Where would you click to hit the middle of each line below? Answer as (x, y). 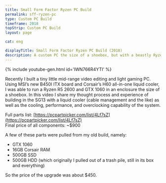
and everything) (28, 165)
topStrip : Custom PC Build (33, 28)
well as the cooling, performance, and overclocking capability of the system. (83, 105)
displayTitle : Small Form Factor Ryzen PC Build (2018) (64, 50)
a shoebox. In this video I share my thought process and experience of (77, 94)
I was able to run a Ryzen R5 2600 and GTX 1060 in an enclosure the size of (83, 89)
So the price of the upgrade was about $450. (51, 175)
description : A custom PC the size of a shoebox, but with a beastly (78, 55)
